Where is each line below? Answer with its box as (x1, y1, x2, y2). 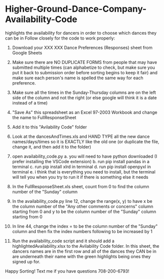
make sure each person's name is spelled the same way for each (12, 75, 143, 81)
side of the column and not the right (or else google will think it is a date (12, 94, 157, 101)
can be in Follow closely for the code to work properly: (5, 35, 115, 41)
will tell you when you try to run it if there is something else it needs (12, 174, 148, 180)
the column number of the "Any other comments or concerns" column (12, 203, 153, 209)
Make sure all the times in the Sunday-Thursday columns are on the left (12, 89, 156, 95)
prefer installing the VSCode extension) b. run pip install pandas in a (12, 158, 150, 164)
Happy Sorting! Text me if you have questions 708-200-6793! (5, 268, 130, 274)
